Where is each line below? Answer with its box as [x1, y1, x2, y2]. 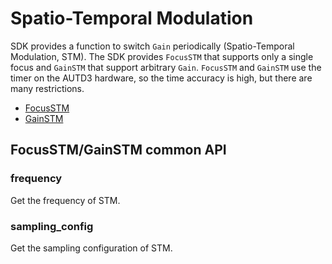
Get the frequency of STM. [10, 194, 121, 206]
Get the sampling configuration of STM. [10, 242, 173, 254]
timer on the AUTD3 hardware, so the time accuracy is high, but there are [10, 72, 313, 84]
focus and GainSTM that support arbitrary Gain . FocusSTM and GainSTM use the [10, 61, 322, 73]
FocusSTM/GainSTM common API [10, 142, 227, 159]
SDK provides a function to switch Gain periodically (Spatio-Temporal [10, 40, 295, 52]
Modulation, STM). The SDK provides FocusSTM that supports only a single [10, 50, 314, 62]
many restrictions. [10, 82, 85, 94]
